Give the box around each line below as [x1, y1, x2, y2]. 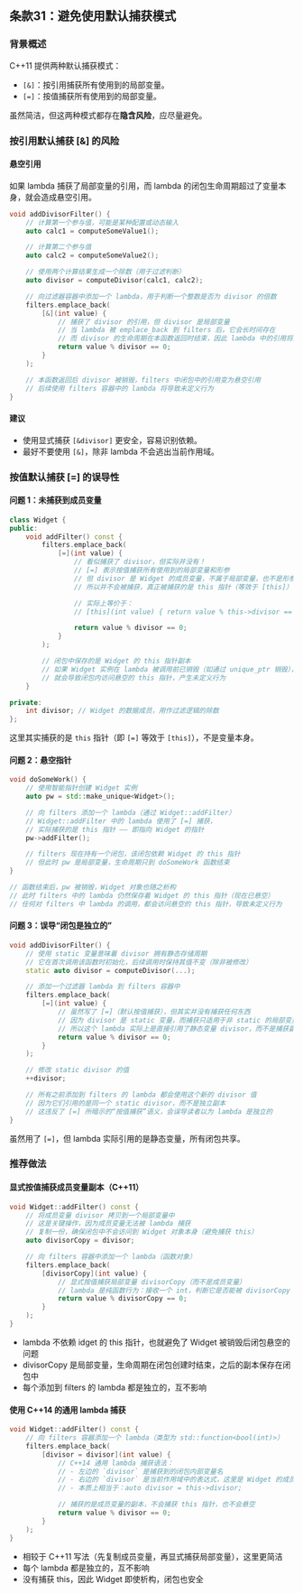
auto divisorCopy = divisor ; [25, 1236, 135, 1246]
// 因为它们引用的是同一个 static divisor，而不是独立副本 [25, 1098, 226, 1107]
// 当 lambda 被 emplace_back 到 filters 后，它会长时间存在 [57, 326, 276, 335]
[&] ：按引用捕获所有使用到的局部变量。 [22, 79, 170, 90]
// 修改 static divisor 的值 [25, 1066, 130, 1075]
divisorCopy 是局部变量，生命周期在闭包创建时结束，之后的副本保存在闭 [22, 1359, 291, 1370]
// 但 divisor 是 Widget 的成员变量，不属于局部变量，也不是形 [73, 574, 289, 583]
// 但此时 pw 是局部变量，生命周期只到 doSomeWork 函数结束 [25, 858, 230, 867]
